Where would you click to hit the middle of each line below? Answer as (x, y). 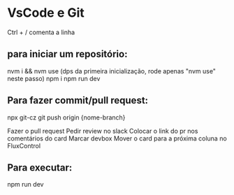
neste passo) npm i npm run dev (54, 78)
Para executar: (40, 167)
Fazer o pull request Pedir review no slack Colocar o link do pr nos (103, 131)
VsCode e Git (46, 13)
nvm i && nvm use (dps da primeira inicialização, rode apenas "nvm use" (112, 71)
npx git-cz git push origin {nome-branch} (66, 117)
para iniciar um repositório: (67, 54)
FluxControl (24, 145)
